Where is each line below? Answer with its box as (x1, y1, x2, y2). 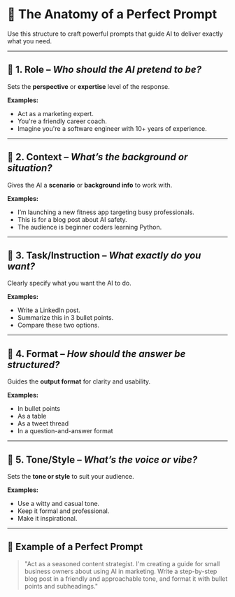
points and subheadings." (24, 582, 99, 590)
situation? (7, 162, 52, 174)
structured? (7, 358, 60, 370)
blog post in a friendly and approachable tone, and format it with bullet (24, 574, 228, 583)
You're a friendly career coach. (17, 117, 107, 125)
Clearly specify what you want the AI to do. (7, 279, 131, 288)
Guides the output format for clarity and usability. (7, 377, 151, 386)
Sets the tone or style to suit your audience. (7, 472, 134, 480)
